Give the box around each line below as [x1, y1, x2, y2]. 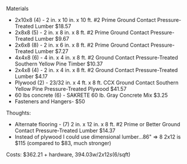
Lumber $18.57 [35, 23, 71, 29]
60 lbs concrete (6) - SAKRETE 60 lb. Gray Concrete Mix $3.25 [14, 91, 168, 99]
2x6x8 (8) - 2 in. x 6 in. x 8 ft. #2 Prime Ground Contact [14, 41, 149, 48]
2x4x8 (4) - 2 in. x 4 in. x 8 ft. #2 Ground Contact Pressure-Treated [14, 67, 178, 73]
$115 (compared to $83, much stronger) [14, 140, 111, 146]
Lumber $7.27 [35, 48, 69, 55]
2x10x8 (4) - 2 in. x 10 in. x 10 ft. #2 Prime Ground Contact [14, 17, 156, 23]
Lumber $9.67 [35, 35, 70, 42]
